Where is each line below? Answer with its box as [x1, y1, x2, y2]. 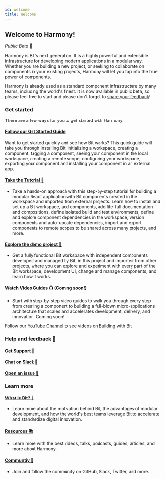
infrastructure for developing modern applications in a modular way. [5, 58, 143, 64]
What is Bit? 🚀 [5, 395, 34, 400]
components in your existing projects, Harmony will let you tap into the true [5, 69, 158, 75]
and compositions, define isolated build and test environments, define [12, 209, 154, 215]
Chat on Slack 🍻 [5, 359, 38, 365]
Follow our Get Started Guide [5, 129, 66, 135]
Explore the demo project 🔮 [5, 241, 62, 247]
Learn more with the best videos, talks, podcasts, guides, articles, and [12, 440, 155, 447]
